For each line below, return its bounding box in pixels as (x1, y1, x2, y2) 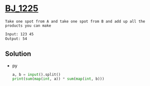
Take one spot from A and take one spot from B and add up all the (5, 19, 146, 24)
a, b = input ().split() (12, 72, 61, 77)
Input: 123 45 (5, 32, 34, 36)
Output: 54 (5, 36, 27, 41)
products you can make (5, 23, 51, 28)
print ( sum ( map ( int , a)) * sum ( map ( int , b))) (12, 76, 105, 82)
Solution (5, 50, 31, 58)
